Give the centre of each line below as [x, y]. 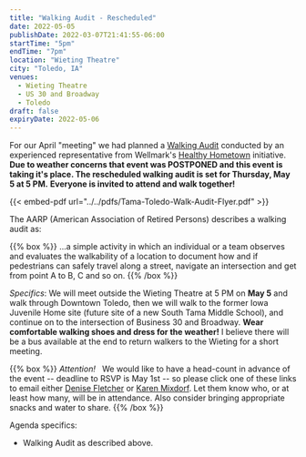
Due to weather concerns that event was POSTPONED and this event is [146, 165]
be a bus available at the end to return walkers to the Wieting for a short [144, 341]
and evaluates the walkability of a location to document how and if [134, 257]
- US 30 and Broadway [59, 94]
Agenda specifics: [43, 425]
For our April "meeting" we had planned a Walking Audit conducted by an [147, 146]
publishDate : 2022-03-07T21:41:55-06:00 [87, 35]
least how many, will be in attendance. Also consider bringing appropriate [147, 398]
